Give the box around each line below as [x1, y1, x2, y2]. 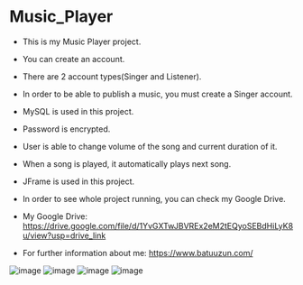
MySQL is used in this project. [22, 106, 134, 116]
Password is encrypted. [22, 124, 111, 134]
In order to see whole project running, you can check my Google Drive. [22, 193, 286, 204]
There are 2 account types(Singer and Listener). [22, 70, 202, 82]
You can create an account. [22, 53, 125, 64]
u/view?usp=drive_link [22, 230, 106, 241]
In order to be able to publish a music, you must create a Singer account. [22, 88, 293, 99]
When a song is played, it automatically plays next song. [22, 158, 232, 169]
